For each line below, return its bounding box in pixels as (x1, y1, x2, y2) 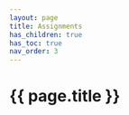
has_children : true (9, 30, 83, 39)
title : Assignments (9, 22, 83, 31)
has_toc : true (9, 38, 63, 48)
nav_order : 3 (9, 47, 59, 56)
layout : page (9, 13, 59, 23)
